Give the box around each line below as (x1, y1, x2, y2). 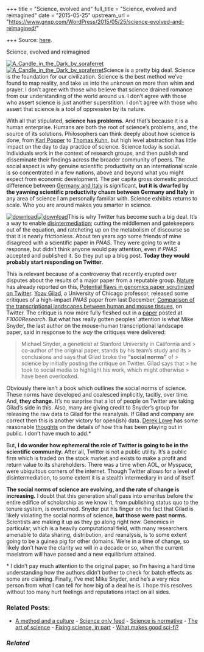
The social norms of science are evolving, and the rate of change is (6, 486, 180, 493)
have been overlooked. (21, 373, 79, 380)
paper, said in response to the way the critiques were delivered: (6, 328, 166, 336)
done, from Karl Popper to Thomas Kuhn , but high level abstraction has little (6, 136, 197, 144)
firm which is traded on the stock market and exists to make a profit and (6, 455, 187, 462)
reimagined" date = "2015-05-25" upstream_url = (6, 12, 130, 19)
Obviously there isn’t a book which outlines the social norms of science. (6, 384, 187, 392)
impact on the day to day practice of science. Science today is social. (6, 143, 181, 150)
